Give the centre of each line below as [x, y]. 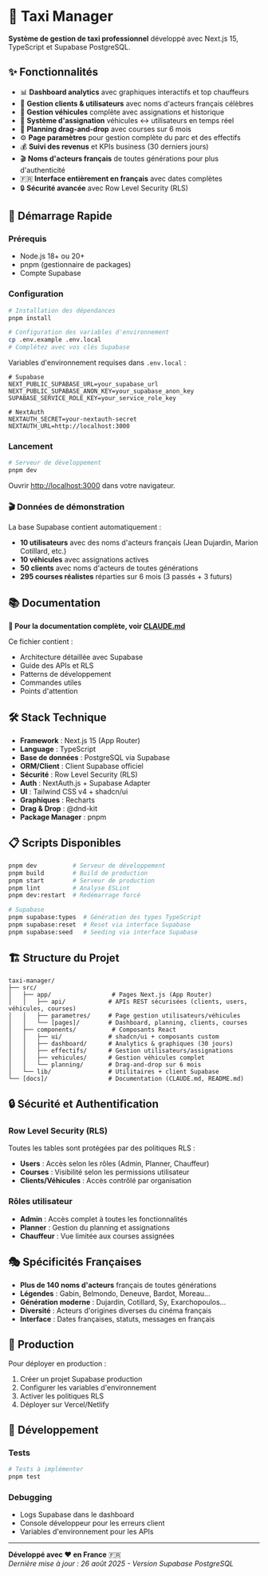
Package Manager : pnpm [63, 817]
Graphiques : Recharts [57, 800]
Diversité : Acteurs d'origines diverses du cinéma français [116, 1310]
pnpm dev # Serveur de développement [87, 866]
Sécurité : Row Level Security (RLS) [79, 774]
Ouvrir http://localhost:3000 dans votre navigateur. [92, 486]
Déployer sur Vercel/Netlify [64, 1405]
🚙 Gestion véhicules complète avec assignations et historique [122, 112]
